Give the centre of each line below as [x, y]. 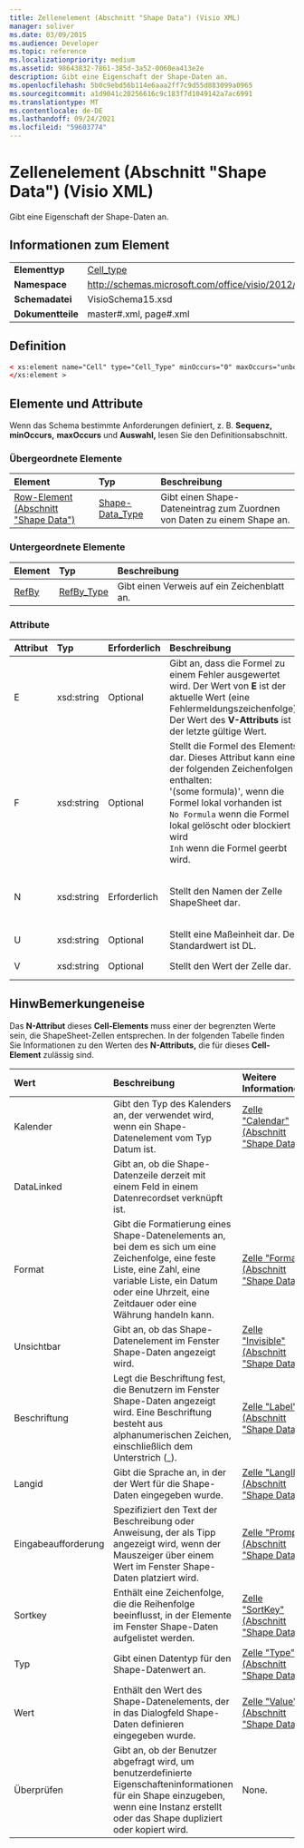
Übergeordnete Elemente [66, 459]
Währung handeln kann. [163, 1315]
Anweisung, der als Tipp [164, 1532]
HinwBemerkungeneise [77, 1004]
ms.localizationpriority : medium [72, 60]
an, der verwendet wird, [163, 1115]
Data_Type [121, 514]
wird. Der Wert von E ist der [228, 686]
